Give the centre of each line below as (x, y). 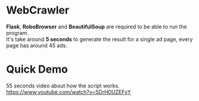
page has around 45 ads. (37, 45)
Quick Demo (37, 69)
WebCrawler (38, 10)
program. (18, 32)
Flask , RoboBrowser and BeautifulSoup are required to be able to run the (97, 27)
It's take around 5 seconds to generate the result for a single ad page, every (99, 39)
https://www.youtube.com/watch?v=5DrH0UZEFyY (69, 92)
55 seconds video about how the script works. (63, 86)
